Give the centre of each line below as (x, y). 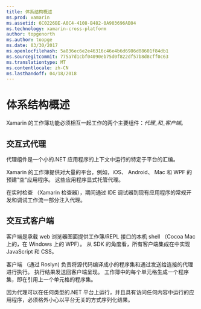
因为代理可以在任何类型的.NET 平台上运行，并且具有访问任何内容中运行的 (97, 292)
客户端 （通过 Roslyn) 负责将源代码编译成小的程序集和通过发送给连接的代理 (100, 264)
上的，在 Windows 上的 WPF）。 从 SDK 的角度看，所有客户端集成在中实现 (98, 244)
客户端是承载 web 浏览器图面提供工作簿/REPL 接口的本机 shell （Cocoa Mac (101, 236)
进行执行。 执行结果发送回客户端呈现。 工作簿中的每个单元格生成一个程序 (97, 272)
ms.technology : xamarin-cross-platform (56, 29)
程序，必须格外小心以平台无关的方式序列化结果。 (72, 299)
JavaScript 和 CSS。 (32, 251)
